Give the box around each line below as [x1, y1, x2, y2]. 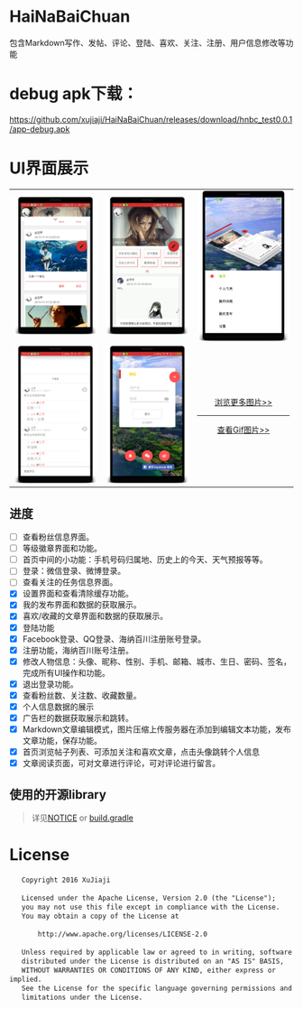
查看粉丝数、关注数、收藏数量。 [22, 690, 142, 700]
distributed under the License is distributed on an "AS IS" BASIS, [21, 957, 284, 966]
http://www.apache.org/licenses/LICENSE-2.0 [37, 930, 207, 939]
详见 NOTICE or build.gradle [31, 812, 133, 823]
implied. [9, 975, 42, 984]
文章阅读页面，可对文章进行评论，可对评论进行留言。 [22, 758, 221, 769]
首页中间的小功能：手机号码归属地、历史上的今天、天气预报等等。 [22, 554, 268, 565]
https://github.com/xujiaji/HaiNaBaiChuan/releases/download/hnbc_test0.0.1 [9, 114, 293, 125]
